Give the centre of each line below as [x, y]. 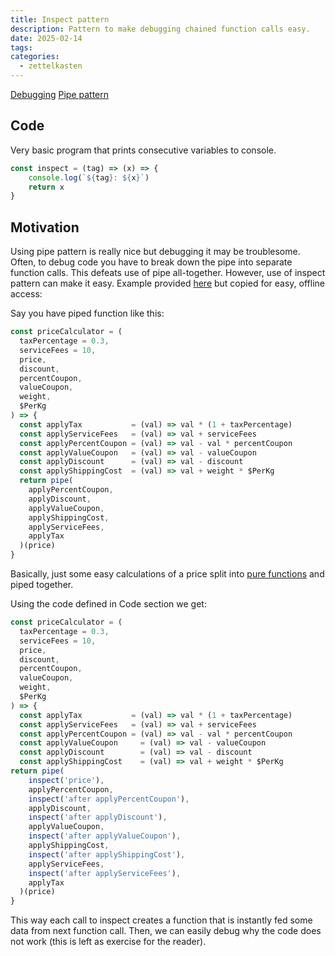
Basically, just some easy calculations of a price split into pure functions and [167, 574]
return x [46, 187]
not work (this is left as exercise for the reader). [108, 942]
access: [26, 294]
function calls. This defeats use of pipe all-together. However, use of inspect [168, 273]
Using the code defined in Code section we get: [108, 604]
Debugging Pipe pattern [60, 94]
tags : [21, 47]
